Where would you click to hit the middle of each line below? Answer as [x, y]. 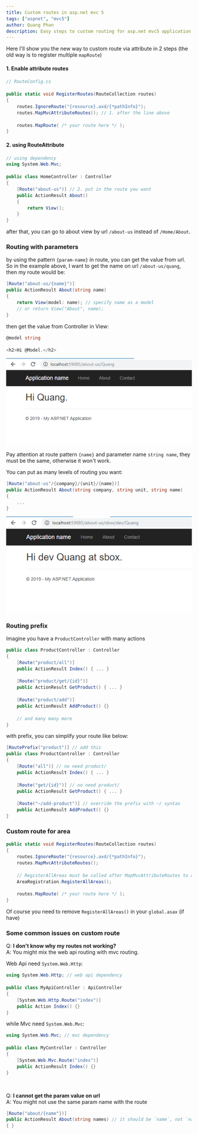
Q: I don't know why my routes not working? [61, 946]
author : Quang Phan [30, 25]
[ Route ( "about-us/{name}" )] [41, 284]
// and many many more [44, 718]
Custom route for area [38, 831]
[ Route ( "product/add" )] [46, 700]
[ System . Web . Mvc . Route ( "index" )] [58, 1060]
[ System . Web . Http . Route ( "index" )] [59, 1000]
